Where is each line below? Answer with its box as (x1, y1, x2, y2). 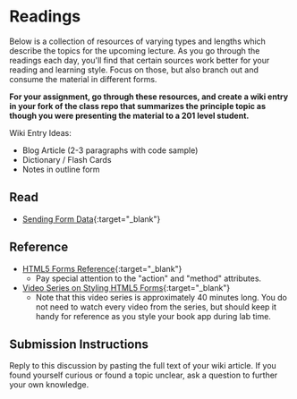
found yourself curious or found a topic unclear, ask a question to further (9, 369, 278, 381)
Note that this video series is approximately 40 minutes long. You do (35, 292, 288, 302)
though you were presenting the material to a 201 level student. (9, 110, 250, 121)
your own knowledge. (9, 379, 89, 390)
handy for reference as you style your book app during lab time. (35, 310, 271, 321)
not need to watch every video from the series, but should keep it (35, 301, 277, 312)
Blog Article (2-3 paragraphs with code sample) (21, 145, 199, 156)
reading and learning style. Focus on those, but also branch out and (9, 64, 259, 75)
